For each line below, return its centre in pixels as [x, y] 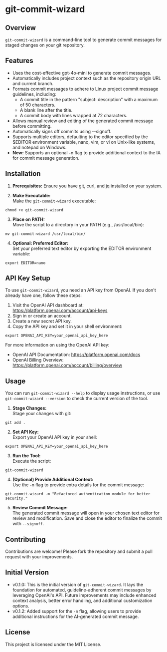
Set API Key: [25, 432]
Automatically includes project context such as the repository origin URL [87, 78]
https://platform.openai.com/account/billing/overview [67, 365]
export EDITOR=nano [25, 263]
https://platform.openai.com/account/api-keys [60, 310]
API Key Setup [28, 278]
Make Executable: [31, 195]
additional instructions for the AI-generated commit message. [76, 616]
